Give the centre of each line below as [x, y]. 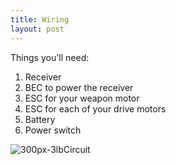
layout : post [37, 29]
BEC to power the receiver [79, 87]
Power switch [53, 130]
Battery [40, 119]
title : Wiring [40, 19]
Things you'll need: [50, 57]
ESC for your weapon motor [82, 98]
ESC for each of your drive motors [95, 108]
